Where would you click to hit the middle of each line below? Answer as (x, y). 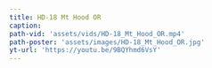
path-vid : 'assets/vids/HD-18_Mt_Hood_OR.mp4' (97, 34)
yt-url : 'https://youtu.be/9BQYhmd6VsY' (86, 50)
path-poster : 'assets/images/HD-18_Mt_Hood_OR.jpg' (107, 42)
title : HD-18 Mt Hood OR (55, 17)
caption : (25, 26)
